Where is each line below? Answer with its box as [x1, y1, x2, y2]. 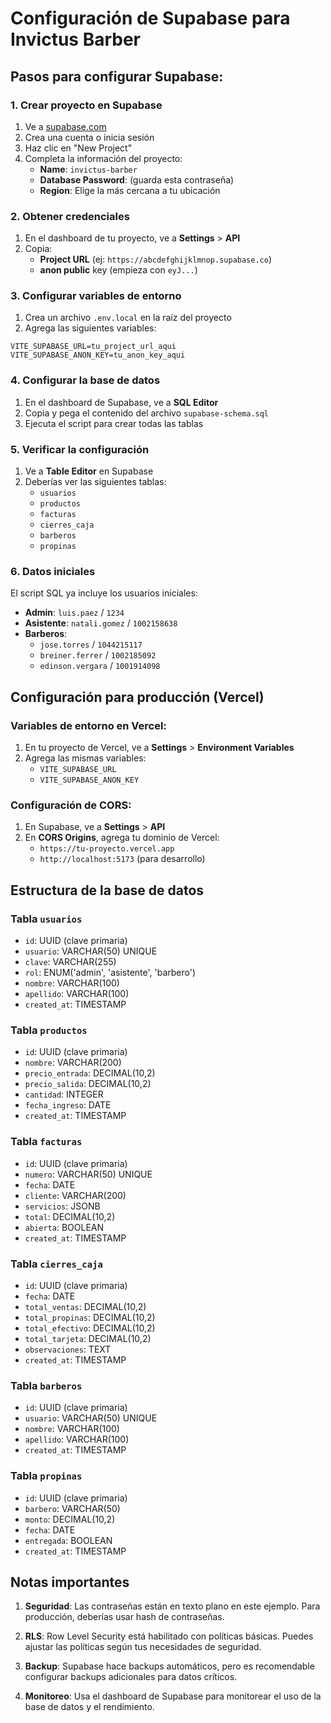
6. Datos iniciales [10, 564, 96, 578]
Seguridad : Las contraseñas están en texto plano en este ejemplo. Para [24, 1600, 321, 1612]
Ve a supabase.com [24, 120, 107, 132]
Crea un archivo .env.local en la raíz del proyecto [24, 312, 232, 324]
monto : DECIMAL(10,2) [24, 1513, 116, 1525]
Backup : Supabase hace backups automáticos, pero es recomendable [24, 1660, 315, 1672]
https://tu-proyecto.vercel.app [39, 844, 175, 854]
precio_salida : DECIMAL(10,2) [24, 1078, 152, 1090]
